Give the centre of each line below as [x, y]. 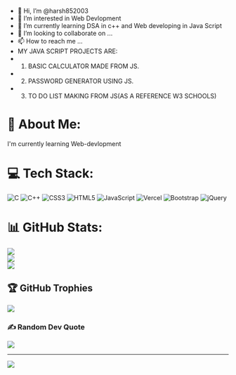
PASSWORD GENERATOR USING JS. [81, 81]
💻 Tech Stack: [51, 174]
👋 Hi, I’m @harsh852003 [53, 11]
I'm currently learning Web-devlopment [64, 143]
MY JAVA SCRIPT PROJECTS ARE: [67, 51]
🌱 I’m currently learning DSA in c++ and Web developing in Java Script [120, 26]
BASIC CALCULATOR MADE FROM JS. [84, 66]
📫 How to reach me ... [50, 41]
